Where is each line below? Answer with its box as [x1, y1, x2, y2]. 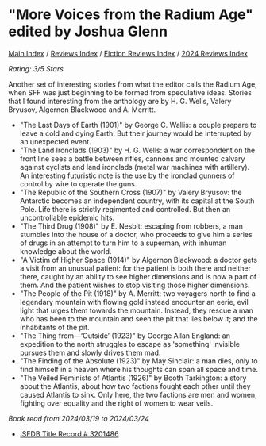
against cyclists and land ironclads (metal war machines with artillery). [19, 162, 250, 171]
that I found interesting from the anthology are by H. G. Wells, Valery [8, 96, 232, 106]
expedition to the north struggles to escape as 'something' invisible [19, 339, 241, 348]
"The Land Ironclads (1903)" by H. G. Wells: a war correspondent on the [19, 145, 256, 155]
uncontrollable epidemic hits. [19, 213, 115, 222]
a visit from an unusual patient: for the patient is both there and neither [19, 263, 252, 273]
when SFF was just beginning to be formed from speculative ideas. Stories [8, 87, 253, 97]
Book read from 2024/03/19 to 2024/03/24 [8, 413, 149, 423]
